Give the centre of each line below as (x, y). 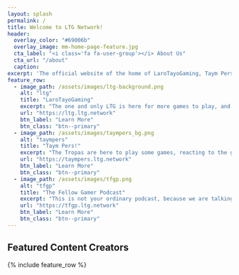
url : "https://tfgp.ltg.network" (70, 206)
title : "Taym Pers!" (51, 146)
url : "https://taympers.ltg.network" (76, 160)
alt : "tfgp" (38, 185)
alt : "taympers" (44, 139)
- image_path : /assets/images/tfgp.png (73, 179)
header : (19, 34)
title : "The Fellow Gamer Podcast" (73, 193)
